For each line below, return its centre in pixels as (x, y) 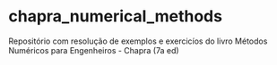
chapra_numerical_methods (116, 16)
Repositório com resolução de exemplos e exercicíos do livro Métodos (138, 41)
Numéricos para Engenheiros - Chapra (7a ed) (94, 50)
